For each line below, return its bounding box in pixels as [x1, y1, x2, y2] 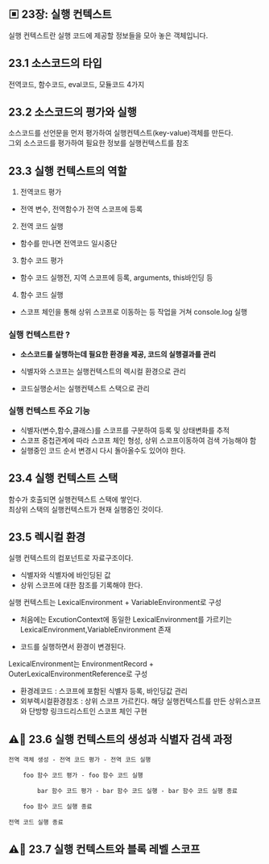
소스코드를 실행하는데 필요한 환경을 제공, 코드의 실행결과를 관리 [19, 349, 216, 359]
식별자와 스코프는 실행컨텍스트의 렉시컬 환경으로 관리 [19, 366, 187, 376]
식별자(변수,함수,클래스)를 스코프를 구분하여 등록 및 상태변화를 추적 [19, 425, 230, 435]
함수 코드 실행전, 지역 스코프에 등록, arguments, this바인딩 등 [19, 273, 213, 282]
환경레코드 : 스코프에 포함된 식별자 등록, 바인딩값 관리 [19, 687, 188, 696]
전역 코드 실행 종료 [8, 818, 64, 827]
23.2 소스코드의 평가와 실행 [8, 106, 137, 119]
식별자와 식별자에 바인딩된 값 [19, 570, 111, 580]
